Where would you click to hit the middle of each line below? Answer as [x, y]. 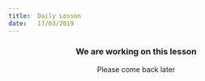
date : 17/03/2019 [41, 23]
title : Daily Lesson [45, 16]
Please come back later [136, 69]
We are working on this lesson [136, 52]
